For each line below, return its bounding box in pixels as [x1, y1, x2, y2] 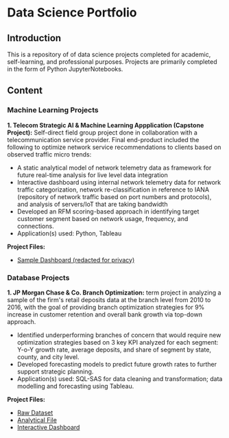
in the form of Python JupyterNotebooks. [7, 65, 123, 73]
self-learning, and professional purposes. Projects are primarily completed [7, 58, 217, 66]
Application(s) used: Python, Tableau [16, 229, 122, 238]
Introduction [7, 32, 62, 44]
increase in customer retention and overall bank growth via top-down [7, 310, 202, 319]
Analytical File [16, 415, 57, 424]
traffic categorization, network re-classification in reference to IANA [16, 185, 210, 194]
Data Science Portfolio [7, 5, 137, 21]
